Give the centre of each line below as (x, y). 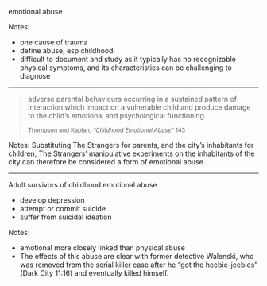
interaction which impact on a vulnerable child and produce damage (139, 107)
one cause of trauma (54, 42)
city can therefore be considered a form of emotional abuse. (107, 162)
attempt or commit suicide (62, 209)
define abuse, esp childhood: (68, 50)
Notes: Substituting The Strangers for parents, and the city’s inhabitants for (131, 145)
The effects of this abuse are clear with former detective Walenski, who (137, 256)
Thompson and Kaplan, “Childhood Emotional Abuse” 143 (106, 130)
